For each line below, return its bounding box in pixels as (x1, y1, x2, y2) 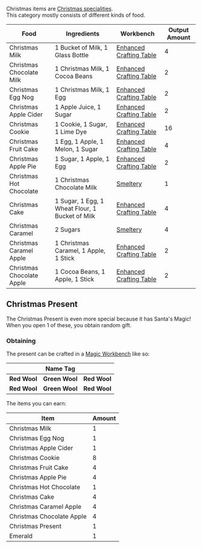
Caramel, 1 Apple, (55, 247, 106, 254)
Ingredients (66, 29, 100, 38)
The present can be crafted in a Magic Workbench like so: (6, 350, 150, 357)
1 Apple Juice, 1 (55, 103, 101, 111)
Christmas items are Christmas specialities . (6, 5, 113, 12)
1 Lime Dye (55, 128, 87, 136)
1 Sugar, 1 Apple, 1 (55, 155, 110, 163)
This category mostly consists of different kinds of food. (6, 11, 145, 19)
